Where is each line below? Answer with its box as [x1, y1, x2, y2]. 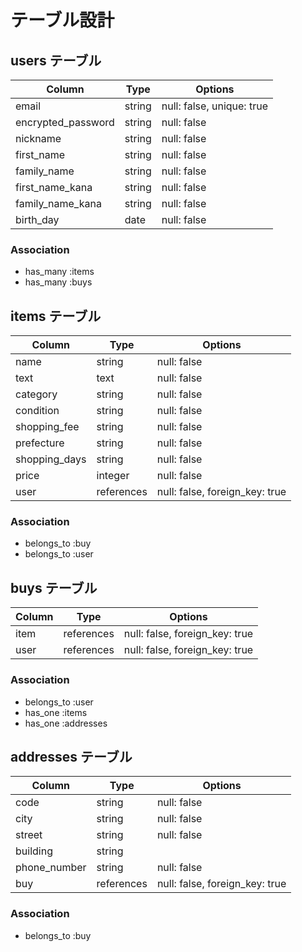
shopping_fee [15, 420, 80, 434]
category [15, 387, 58, 401]
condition [15, 404, 60, 418]
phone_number [15, 861, 87, 875]
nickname [15, 132, 62, 145]
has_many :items [24, 266, 95, 278]
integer [96, 469, 130, 483]
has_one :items [24, 706, 88, 718]
